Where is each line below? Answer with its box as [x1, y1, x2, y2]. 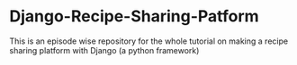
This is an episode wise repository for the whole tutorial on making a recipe [9, 36, 289, 46]
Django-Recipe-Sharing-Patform [9, 6, 259, 27]
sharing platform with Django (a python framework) [9, 45, 200, 55]
